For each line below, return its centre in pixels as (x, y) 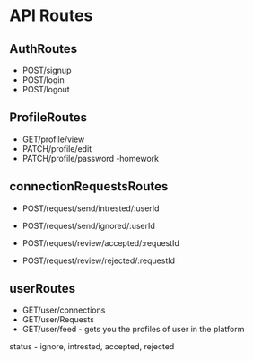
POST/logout (46, 89)
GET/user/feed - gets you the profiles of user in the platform (133, 330)
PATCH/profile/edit (57, 148)
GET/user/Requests (58, 320)
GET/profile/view (53, 139)
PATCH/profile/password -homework (91, 158)
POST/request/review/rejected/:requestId (99, 260)
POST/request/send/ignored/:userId (88, 225)
